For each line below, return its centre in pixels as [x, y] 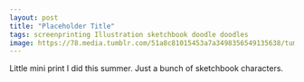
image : [22, 43]
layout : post [34, 18]
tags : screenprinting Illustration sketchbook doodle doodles [129, 34]
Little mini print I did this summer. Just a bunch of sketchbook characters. [146, 68]
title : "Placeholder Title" [62, 26]
